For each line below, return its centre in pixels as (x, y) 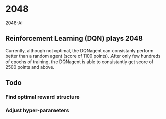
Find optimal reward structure (42, 97)
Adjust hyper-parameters (37, 110)
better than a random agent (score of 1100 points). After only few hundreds (83, 56)
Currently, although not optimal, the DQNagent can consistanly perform (79, 50)
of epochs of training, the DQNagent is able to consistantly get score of (79, 62)
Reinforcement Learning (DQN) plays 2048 (74, 39)
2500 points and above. (30, 67)
